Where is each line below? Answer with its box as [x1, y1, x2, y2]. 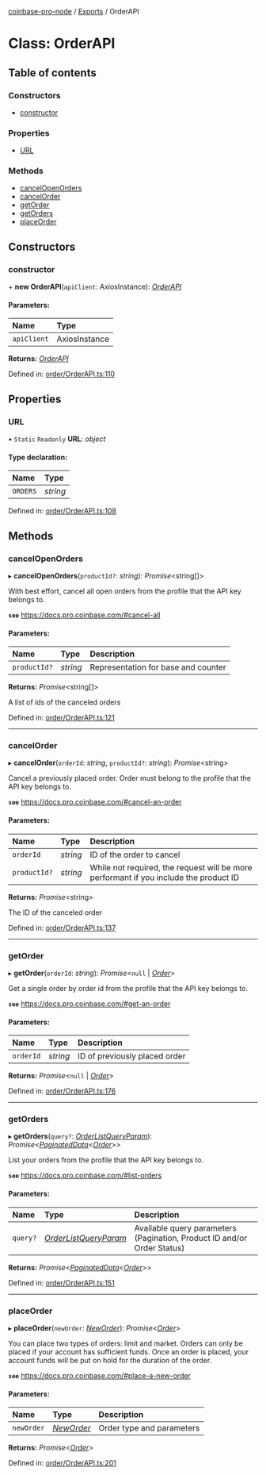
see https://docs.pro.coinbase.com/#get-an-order [8, 999, 171, 1008]
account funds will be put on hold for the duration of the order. [8, 1355, 212, 1365]
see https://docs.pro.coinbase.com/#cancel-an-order [8, 797, 182, 807]
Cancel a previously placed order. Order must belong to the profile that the [8, 774, 252, 783]
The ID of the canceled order [8, 908, 103, 917]
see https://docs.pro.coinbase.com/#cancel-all [8, 610, 161, 620]
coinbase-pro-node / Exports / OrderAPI [8, 7, 140, 16]
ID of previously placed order [78, 1051, 186, 1062]
